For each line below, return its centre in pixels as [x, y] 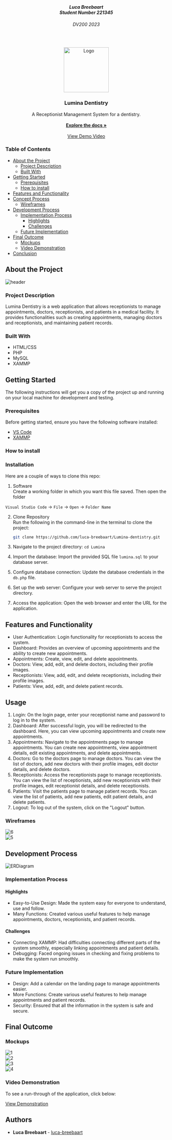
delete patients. [29, 802]
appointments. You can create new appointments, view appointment [85, 748]
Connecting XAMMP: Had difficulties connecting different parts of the [87, 943]
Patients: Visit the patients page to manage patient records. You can [85, 791]
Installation [20, 465]
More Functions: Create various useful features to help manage [80, 994]
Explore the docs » [86, 125]
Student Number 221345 [86, 12]
